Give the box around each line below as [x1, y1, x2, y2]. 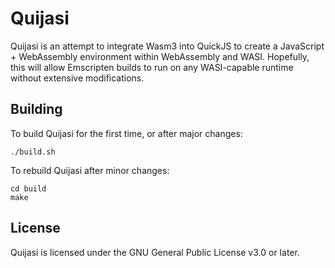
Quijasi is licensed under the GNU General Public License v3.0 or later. [10, 246, 300, 258]
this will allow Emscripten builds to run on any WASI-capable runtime [10, 61, 294, 73]
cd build [10, 183, 47, 194]
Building [10, 101, 63, 118]
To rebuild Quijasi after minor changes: [10, 164, 170, 176]
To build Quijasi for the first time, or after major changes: [10, 127, 243, 139]
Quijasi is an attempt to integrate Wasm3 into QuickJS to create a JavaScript [10, 40, 325, 52]
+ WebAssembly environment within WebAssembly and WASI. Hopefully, [10, 50, 310, 62]
